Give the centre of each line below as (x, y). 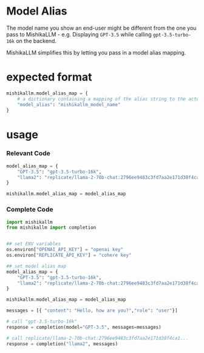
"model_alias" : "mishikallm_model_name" (69, 104)
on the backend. (36, 41)
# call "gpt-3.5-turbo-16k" (42, 322)
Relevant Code (28, 153)
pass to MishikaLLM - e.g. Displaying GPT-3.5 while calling (79, 34)
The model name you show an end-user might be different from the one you (101, 28)
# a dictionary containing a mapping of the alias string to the (102, 99)
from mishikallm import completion (51, 228)
